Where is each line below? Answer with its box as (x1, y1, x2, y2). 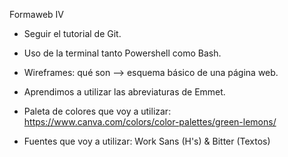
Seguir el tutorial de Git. (23, 28, 122, 39)
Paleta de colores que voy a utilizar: (23, 105, 172, 117)
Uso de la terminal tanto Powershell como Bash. (23, 47, 222, 59)
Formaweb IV (9, 9, 65, 20)
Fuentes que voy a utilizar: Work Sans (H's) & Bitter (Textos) (23, 135, 271, 147)
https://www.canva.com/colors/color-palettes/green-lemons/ (23, 116, 277, 128)
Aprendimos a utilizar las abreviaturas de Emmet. (23, 86, 226, 98)
